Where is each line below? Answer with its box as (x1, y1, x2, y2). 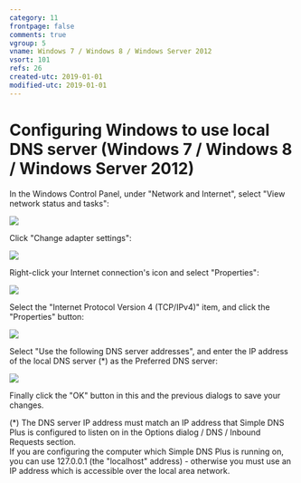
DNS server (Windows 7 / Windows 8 (9, 139, 293, 159)
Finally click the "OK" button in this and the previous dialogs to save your (9, 390, 281, 401)
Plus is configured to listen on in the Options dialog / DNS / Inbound (9, 427, 261, 438)
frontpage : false (9, 22, 75, 31)
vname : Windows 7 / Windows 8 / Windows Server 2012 (9, 47, 212, 56)
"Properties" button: (9, 311, 84, 322)
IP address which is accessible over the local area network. (9, 465, 230, 476)
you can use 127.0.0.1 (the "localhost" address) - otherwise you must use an (9, 455, 292, 467)
